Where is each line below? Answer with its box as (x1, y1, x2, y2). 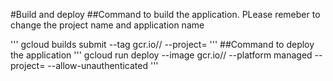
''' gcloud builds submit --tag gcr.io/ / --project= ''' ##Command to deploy (10, 39, 315, 50)
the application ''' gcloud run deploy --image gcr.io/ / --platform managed (10, 49, 313, 61)
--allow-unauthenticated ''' (47, 60, 159, 71)
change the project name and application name (10, 19, 205, 31)
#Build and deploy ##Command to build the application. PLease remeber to (10, 9, 321, 20)
